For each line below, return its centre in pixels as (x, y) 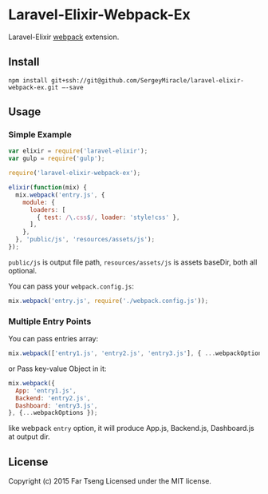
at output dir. (29, 436)
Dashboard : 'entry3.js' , (57, 405)
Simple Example (40, 135)
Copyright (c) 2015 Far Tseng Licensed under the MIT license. (110, 481)
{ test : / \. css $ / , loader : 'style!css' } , (108, 217)
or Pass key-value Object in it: (57, 369)
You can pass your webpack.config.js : (71, 286)
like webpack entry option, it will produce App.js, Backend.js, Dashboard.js (131, 428)
